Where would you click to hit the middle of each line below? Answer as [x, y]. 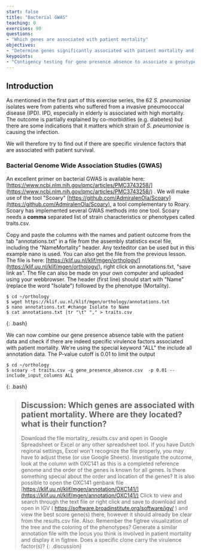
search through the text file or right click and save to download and [103, 502]
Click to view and [161, 495]
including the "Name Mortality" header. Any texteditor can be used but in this [100, 247]
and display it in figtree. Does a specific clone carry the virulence [101, 540]
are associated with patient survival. [51, 150]
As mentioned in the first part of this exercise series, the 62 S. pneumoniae [99, 100]
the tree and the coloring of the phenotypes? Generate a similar [99, 527]
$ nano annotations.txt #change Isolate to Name [68, 307]
